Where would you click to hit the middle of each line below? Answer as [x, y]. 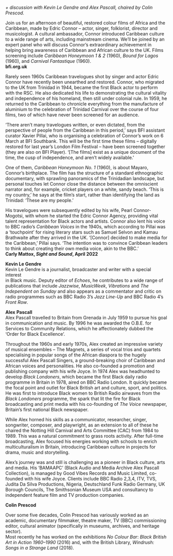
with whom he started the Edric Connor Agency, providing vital [92, 216]
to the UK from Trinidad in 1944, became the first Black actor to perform [82, 87]
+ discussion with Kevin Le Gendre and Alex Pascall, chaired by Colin [79, 7]
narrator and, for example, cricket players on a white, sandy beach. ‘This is [84, 189]
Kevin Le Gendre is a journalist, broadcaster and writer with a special [78, 269]
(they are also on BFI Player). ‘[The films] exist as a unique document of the [85, 152]
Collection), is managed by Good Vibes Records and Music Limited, [77, 473]
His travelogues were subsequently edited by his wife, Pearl [69, 210]
